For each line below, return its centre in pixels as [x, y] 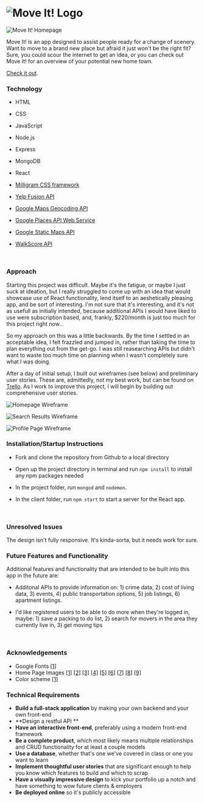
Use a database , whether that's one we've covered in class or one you [104, 754]
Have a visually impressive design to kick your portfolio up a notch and [105, 779]
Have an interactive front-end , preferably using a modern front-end [101, 728]
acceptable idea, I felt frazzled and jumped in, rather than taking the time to [101, 342]
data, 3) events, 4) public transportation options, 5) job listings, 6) [98, 594]
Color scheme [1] [37, 679]
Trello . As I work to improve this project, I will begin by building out [90, 386]
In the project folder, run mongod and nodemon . [71, 487]
